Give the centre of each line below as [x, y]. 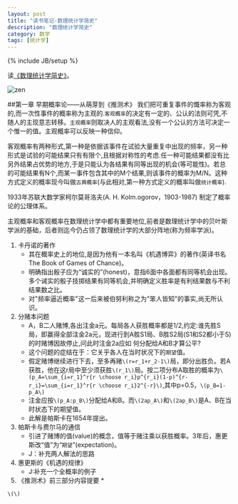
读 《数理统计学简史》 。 [40, 76]
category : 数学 [29, 34]
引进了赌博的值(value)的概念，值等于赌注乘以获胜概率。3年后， [121, 436]
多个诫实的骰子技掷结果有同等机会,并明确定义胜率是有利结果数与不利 [129, 281]
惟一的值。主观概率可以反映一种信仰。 [69, 131]
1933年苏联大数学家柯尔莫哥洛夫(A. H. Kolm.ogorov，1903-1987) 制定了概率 [119, 197]
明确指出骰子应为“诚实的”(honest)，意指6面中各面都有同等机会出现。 [130, 272]
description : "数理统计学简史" [50, 27]
